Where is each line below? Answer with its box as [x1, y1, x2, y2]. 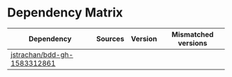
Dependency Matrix [7, 5, 123, 21]
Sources [96, 34, 124, 43]
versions [177, 38, 208, 47]
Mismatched [171, 30, 214, 39]
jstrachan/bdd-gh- [10, 49, 74, 59]
